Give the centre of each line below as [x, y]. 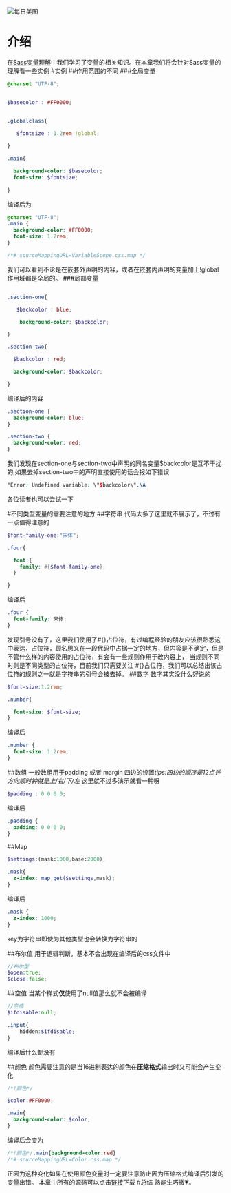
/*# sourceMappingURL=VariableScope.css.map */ [77, 255]
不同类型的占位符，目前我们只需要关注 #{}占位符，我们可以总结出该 [121, 665]
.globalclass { [27, 121]
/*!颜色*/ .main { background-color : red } [62, 1153]
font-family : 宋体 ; [40, 619]
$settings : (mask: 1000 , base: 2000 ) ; [57, 859]
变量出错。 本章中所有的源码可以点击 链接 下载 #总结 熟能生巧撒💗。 [101, 1182]
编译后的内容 [25, 398]
